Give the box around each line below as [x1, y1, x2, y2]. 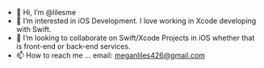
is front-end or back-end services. [15, 42, 131, 51]
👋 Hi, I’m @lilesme [15, 8, 77, 17]
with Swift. [15, 25, 52, 34]
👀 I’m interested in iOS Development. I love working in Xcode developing [15, 16, 257, 26]
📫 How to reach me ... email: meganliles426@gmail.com [15, 50, 206, 60]
